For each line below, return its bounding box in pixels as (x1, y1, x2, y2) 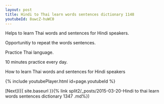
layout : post (5, 7, 32, 12)
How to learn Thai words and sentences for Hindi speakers (5, 69, 126, 75)
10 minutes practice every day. (5, 59, 68, 65)
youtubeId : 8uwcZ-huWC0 (5, 16, 55, 21)
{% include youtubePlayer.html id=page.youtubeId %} (5, 78, 116, 85)
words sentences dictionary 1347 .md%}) (5, 93, 90, 100)
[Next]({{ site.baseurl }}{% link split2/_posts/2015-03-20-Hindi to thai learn (5, 88, 160, 94)
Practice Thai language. (5, 49, 54, 55)
